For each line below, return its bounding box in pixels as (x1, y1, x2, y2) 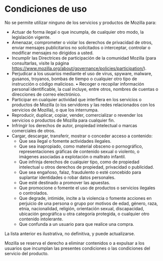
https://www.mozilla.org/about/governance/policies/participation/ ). (11, 65, 147, 71)
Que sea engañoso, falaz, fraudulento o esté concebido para (19, 169, 142, 175)
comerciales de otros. (11, 128, 56, 133)
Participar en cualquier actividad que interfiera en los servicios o (11, 96, 142, 102)
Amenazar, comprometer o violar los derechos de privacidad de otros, (11, 39, 153, 45)
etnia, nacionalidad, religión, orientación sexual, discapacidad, (19, 205, 144, 211)
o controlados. (19, 190, 48, 196)
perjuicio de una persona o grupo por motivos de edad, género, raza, (19, 200, 158, 206)
